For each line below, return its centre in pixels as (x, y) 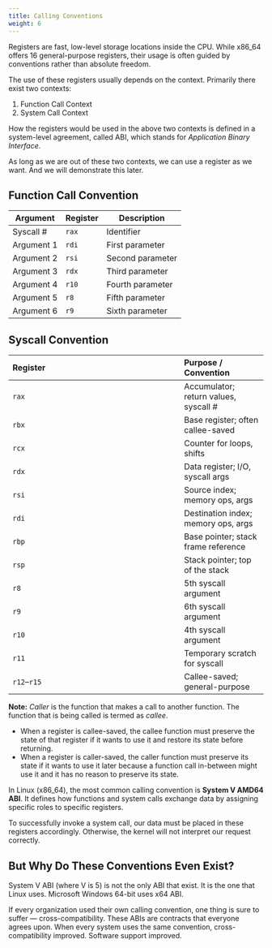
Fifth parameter (136, 298)
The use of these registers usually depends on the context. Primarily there (132, 80)
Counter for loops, (219, 443)
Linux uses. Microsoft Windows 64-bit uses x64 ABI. (96, 894)
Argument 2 (35, 258)
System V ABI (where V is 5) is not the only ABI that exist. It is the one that (132, 885)
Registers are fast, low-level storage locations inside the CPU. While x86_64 (135, 46)
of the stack (206, 571)
